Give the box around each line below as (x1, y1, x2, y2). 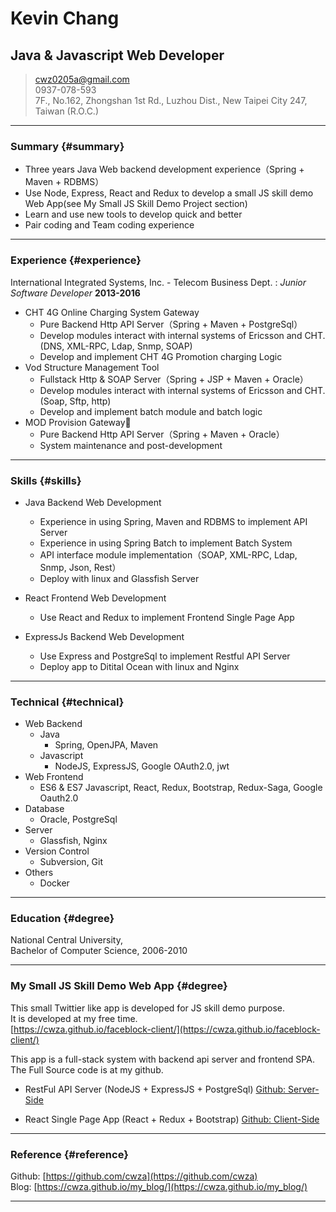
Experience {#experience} (10, 253, 142, 267)
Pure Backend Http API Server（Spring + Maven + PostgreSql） (39, 318, 303, 330)
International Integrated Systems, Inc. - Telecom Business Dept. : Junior (10, 276, 307, 288)
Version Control (24, 845, 90, 857)
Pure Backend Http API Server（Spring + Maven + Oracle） (39, 428, 285, 440)
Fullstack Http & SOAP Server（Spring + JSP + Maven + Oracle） (39, 373, 309, 385)
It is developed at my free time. (10, 1012, 138, 1024)
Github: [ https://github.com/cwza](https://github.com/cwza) (10, 1170, 258, 1182)
